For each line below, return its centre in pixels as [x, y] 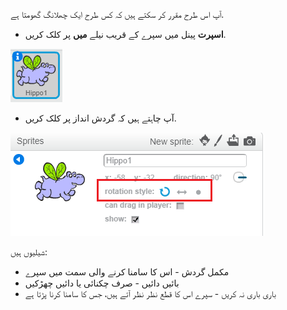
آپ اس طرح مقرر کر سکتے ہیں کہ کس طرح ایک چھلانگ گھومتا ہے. [117, 14]
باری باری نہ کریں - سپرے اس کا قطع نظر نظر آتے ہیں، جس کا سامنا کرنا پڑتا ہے [150, 293]
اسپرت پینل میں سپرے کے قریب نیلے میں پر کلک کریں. [125, 34]
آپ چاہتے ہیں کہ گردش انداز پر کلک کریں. [100, 118]
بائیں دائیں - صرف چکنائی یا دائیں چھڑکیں [102, 283]
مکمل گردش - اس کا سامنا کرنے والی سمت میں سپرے [127, 272]
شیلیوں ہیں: [29, 252]
